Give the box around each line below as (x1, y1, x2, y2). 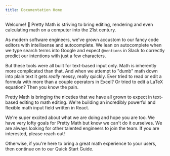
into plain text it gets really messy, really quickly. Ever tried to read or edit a (5, 73, 162, 79)
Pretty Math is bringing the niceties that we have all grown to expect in (5, 94, 152, 100)
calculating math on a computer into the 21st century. (5, 26, 116, 33)
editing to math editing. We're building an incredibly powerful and (19, 99, 156, 105)
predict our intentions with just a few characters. (5, 53, 106, 59)
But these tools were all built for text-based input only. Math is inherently (5, 62, 157, 68)
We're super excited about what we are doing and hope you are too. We (5, 114, 155, 121)
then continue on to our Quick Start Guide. (5, 145, 94, 152)
